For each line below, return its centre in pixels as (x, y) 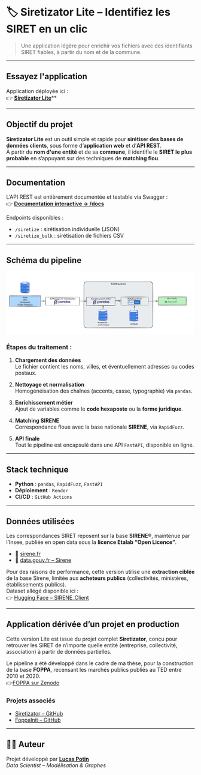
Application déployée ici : (37, 91)
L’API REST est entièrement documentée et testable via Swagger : (87, 197)
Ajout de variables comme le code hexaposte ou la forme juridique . (99, 409)
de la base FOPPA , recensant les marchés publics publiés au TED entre (94, 669)
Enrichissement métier (44, 403)
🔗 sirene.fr (28, 553)
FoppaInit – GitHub (38, 720)
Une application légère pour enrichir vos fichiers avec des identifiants (106, 46)
